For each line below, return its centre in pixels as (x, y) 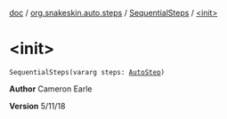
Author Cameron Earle (51, 89)
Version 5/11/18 (37, 106)
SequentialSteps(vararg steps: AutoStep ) (87, 72)
